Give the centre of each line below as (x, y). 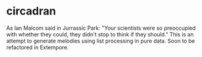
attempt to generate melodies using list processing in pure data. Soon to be (101, 41)
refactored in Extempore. (37, 47)
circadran (31, 11)
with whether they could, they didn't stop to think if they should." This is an (100, 34)
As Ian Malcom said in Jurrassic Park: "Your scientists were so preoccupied (101, 28)
